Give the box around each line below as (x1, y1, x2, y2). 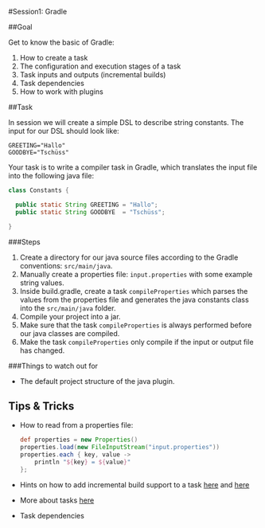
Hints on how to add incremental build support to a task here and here (19, 479, 250, 489)
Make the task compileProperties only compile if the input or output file (19, 337, 254, 346)
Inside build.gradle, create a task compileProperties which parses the (19, 286, 248, 295)
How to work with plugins (19, 87, 103, 96)
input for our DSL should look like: (8, 127, 119, 135)
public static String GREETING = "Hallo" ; (15, 201, 158, 209)
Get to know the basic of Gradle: (8, 37, 115, 47)
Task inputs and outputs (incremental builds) (19, 70, 166, 79)
